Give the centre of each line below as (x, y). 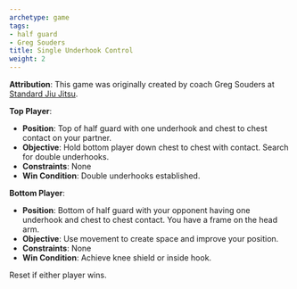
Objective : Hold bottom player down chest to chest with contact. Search (155, 147)
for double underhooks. (66, 157)
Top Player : (30, 111)
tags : (19, 26)
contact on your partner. (67, 138)
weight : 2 (28, 59)
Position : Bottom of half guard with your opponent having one (136, 210)
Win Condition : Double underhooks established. (111, 176)
